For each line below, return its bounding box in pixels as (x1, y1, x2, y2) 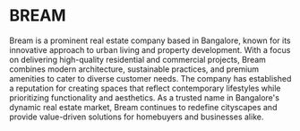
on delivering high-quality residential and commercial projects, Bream (9, 54, 267, 65)
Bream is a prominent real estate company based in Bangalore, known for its (9, 35, 291, 46)
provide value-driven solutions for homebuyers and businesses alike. (9, 111, 264, 122)
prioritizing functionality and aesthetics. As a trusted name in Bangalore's (9, 92, 280, 103)
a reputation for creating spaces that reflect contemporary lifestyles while (9, 83, 281, 93)
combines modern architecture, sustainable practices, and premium (9, 64, 260, 74)
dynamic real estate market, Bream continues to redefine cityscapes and (9, 101, 278, 112)
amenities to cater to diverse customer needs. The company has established (9, 73, 292, 83)
